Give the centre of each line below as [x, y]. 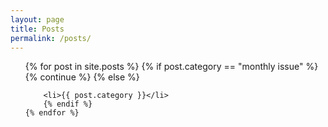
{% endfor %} [52, 113]
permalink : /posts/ [51, 38]
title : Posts [37, 29]
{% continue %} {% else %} [82, 77]
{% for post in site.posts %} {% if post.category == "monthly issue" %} [171, 67]
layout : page [37, 19]
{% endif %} [68, 104]
